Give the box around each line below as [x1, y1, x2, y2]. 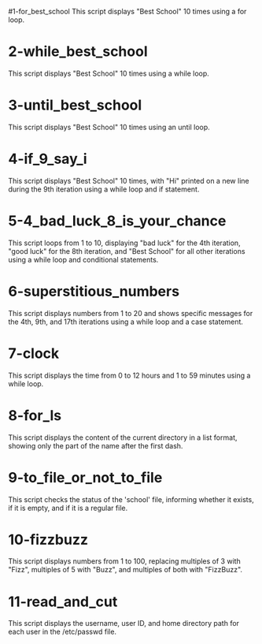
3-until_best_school [8, 96, 142, 114]
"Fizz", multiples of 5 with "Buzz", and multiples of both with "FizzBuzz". [8, 565, 242, 575]
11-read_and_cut [8, 593, 118, 610]
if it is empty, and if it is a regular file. [8, 503, 128, 512]
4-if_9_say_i [8, 150, 88, 168]
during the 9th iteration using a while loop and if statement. [8, 184, 200, 194]
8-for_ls [8, 406, 61, 424]
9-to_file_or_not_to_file [8, 468, 163, 486]
